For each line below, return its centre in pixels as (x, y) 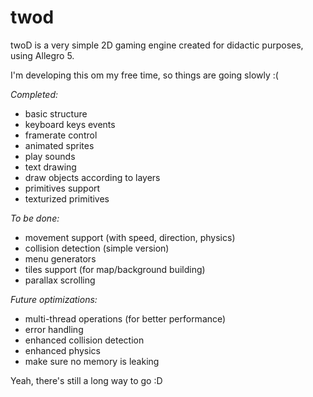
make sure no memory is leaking (92, 361)
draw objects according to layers (92, 177)
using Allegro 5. (42, 55)
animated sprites (59, 145)
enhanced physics (62, 350)
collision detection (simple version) (97, 248)
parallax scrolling (60, 280)
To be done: (35, 218)
